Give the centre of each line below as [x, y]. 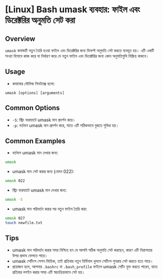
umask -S [14, 200]
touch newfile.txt [24, 223]
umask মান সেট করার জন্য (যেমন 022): [43, 171]
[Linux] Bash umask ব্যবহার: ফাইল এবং [73, 10]
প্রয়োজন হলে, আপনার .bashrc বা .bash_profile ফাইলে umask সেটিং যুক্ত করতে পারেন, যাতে [85, 266]
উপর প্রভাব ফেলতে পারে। [30, 255]
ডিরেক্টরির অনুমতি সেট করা [40, 20]
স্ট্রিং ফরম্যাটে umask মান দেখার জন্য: [39, 190]
